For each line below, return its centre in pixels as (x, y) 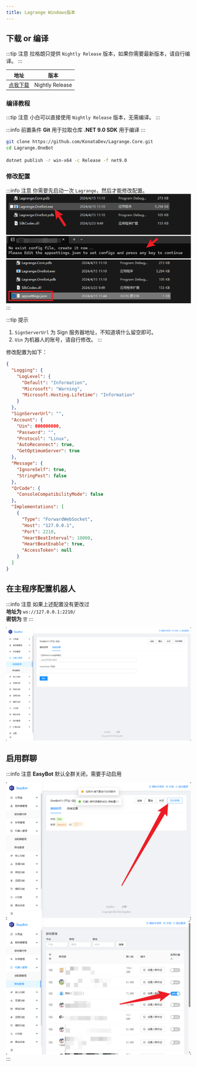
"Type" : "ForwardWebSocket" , (57, 519)
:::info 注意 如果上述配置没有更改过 (48, 604)
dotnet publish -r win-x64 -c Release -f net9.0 (67, 160)
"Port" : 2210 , (39, 532)
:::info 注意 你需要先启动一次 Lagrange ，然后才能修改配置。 (77, 190)
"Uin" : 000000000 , (39, 426)
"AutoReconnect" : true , (46, 445)
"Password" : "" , (37, 432)
